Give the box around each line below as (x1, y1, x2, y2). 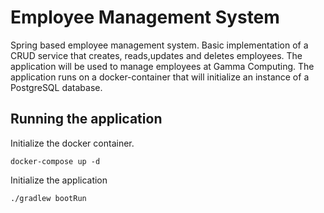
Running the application (10, 111, 163, 128)
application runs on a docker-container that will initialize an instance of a (10, 71, 310, 83)
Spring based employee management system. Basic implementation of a (10, 39, 309, 51)
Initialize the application (10, 174, 108, 186)
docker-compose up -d (10, 156, 101, 166)
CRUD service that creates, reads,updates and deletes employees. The (10, 49, 303, 61)
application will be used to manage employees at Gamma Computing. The (10, 60, 315, 72)
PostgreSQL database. (10, 81, 103, 93)
